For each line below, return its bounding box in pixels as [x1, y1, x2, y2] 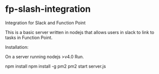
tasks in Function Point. [5, 35, 53, 40]
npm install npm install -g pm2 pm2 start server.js [5, 63, 106, 69]
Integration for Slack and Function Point [5, 20, 86, 26]
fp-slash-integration [5, 3, 91, 15]
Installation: [5, 44, 29, 50]
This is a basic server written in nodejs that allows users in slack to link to [5, 29, 155, 35]
